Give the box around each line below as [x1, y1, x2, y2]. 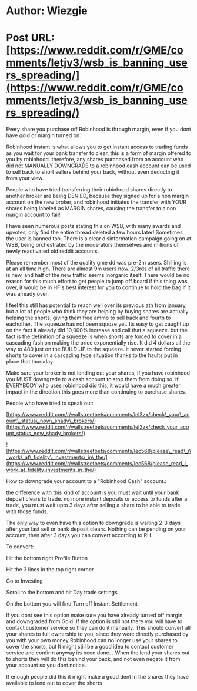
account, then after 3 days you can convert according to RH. [6, 532, 153, 539]
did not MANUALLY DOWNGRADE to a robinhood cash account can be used [6, 162, 191, 169]
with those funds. [6, 508, 49, 515]
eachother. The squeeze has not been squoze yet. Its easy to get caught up [6, 320, 189, 328]
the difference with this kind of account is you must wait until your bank [6, 489, 179, 496]
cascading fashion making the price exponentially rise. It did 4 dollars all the [6, 339, 191, 346]
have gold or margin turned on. [6, 132, 81, 139]
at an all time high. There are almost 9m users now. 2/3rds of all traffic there [6, 265, 190, 272]
